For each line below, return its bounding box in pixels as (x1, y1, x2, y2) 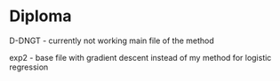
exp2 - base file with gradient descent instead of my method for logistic (9, 52, 272, 63)
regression (9, 62, 49, 72)
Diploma (9, 6, 73, 26)
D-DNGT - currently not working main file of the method (9, 35, 215, 46)
